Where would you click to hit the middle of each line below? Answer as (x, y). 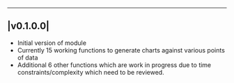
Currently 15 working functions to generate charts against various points (121, 50)
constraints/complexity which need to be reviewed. (91, 72)
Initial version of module (52, 43)
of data (28, 57)
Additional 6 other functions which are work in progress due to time (114, 65)
